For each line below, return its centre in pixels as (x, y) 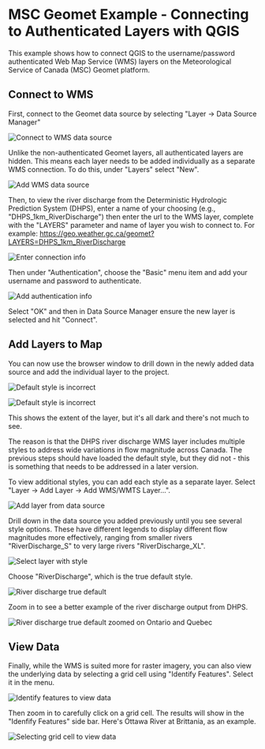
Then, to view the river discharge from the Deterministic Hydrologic (118, 199)
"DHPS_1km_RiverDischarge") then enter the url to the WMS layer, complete (131, 216)
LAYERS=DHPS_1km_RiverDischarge (67, 241)
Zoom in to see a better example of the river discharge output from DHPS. (128, 607)
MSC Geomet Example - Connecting (129, 15)
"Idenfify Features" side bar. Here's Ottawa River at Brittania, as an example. (132, 721)
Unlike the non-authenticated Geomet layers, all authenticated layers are (126, 152)
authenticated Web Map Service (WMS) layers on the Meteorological (120, 61)
